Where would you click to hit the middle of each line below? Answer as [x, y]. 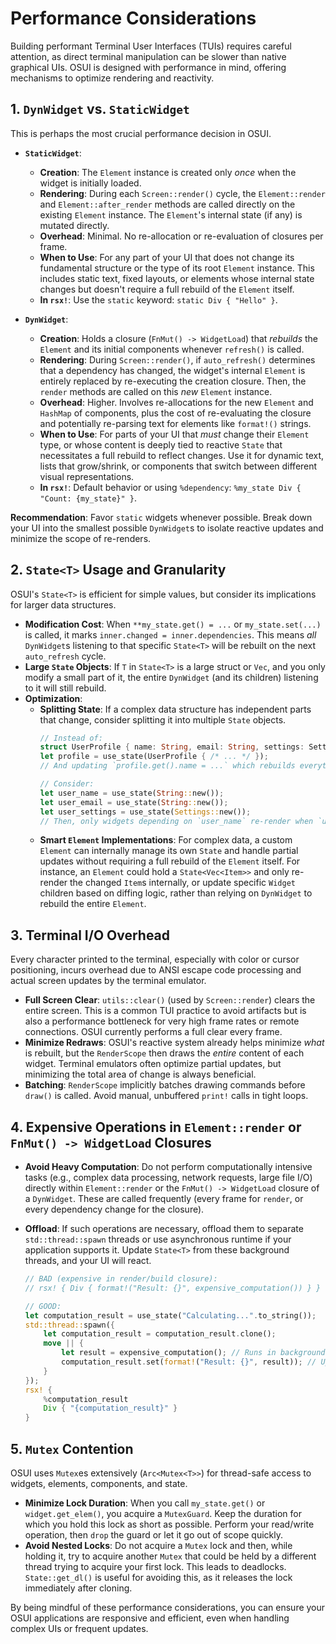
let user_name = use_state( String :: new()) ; [132, 793]
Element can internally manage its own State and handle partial [169, 851]
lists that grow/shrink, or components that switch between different [178, 466]
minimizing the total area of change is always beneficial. [140, 1074]
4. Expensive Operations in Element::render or [156, 1127]
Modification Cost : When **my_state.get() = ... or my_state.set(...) [173, 624]
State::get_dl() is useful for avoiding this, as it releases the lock [158, 1577]
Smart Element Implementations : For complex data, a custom [166, 840]
